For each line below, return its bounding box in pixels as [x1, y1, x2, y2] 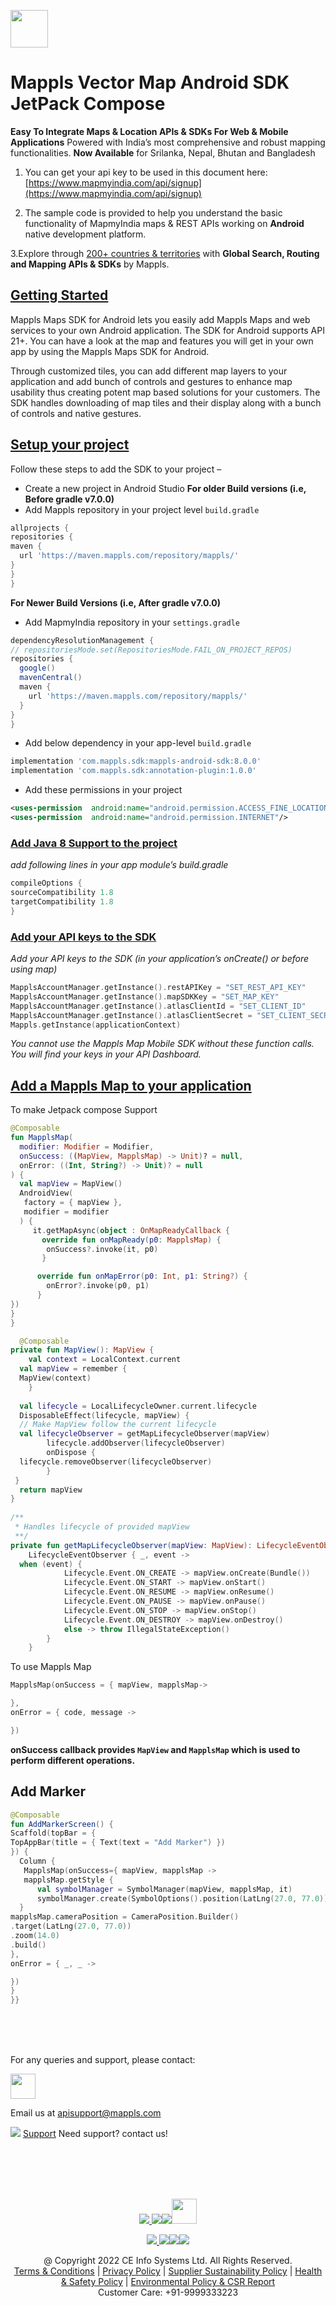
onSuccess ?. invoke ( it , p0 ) [46, 1244, 159, 1254]
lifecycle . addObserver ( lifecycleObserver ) [46, 1438, 226, 1449]
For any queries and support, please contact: [10, 2054, 196, 2066]
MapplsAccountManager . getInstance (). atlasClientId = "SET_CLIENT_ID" [10, 1001, 307, 1011]
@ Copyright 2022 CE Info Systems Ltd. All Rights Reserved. [43, 2255, 293, 2267]
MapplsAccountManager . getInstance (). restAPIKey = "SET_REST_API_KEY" [10, 983, 307, 993]
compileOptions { [10, 878, 83, 889]
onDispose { [46, 1448, 97, 1458]
